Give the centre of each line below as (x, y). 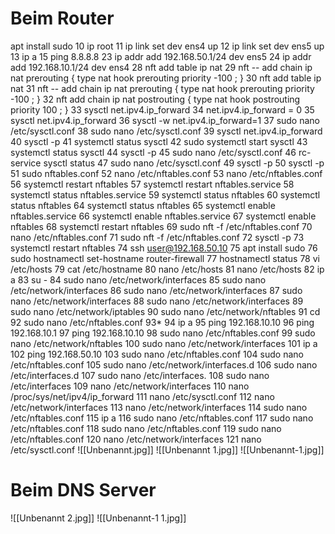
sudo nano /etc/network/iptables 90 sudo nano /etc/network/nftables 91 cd (165, 311)
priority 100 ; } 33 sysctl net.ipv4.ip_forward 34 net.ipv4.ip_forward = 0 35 (162, 109)
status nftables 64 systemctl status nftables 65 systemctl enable (143, 205)
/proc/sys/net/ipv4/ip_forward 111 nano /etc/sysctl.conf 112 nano (142, 396)
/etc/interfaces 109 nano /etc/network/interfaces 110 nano (130, 386)
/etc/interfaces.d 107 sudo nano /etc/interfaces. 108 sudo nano (140, 375)
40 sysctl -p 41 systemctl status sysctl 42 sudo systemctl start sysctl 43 (159, 141)
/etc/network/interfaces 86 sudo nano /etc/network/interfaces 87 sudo (156, 290)
